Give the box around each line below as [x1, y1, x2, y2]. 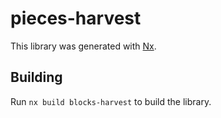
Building [10, 69, 63, 86]
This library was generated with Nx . [10, 40, 157, 52]
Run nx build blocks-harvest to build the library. [10, 95, 212, 107]
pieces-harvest [10, 7, 142, 30]
